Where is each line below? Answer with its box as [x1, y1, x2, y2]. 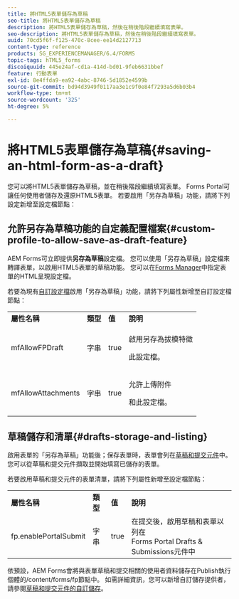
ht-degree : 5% [7, 103, 50, 110]
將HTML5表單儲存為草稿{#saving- [7, 142, 212, 159]
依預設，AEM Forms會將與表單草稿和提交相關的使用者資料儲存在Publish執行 [7, 566, 231, 575]
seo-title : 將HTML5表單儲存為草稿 [7, 17, 101, 24]
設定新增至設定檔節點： [7, 200, 76, 208]
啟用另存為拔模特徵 [128, 334, 193, 344]
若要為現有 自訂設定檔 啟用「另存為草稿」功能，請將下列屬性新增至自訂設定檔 [7, 287, 232, 295]
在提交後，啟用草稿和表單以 [131, 516, 224, 526]
